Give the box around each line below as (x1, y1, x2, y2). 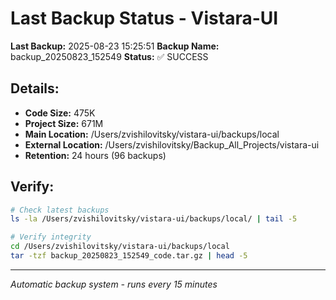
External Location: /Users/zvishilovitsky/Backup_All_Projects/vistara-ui (24, 138, 320, 151)
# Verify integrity (10, 232, 92, 242)
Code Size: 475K (24, 107, 96, 119)
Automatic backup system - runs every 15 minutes (10, 278, 218, 290)
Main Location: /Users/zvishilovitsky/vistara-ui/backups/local (24, 128, 280, 140)
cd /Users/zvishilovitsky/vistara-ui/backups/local (10, 242, 230, 252)
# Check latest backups (10, 205, 110, 215)
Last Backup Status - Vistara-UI (10, 7, 279, 30)
